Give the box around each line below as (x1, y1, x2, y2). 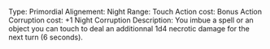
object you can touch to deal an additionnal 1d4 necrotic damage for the (8, 24, 250, 33)
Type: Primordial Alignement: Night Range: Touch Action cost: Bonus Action (8, 7, 263, 16)
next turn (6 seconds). (8, 32, 84, 42)
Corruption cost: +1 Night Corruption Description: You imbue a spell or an (8, 15, 254, 25)
